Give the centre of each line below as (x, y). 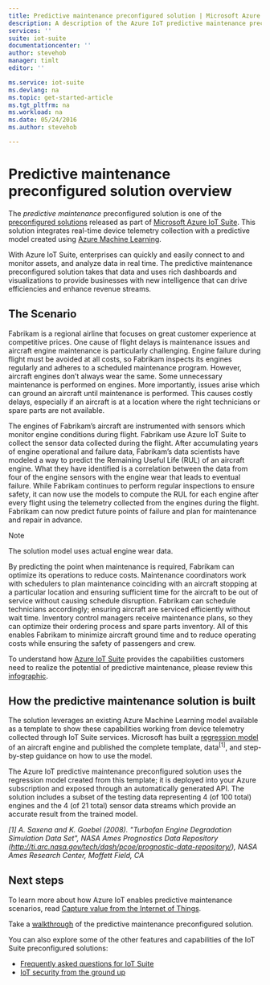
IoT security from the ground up (73, 972)
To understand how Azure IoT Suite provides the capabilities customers (127, 659)
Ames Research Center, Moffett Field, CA (76, 856)
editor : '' (27, 68)
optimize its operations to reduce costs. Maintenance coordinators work (127, 574)
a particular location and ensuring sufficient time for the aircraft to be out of (133, 592)
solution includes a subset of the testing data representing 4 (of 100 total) (130, 797)
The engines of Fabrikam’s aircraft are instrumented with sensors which (127, 426)
